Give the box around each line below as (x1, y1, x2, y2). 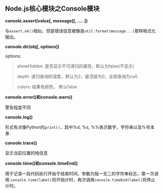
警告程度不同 (5, 104, 31, 110)
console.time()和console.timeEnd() (5, 160, 78, 166)
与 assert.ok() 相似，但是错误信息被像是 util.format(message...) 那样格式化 (5, 28, 156, 34)
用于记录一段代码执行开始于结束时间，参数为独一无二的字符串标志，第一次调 (5, 171, 159, 176)
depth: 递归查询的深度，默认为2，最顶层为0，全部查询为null (17, 73, 138, 79)
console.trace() (5, 140, 37, 146)
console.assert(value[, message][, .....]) (5, 18, 88, 23)
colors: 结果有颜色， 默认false (17, 84, 77, 89)
